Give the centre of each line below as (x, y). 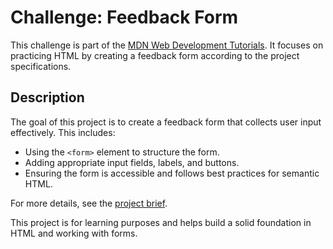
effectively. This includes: (63, 132)
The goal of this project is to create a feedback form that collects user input (166, 122)
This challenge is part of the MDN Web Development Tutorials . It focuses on (167, 45)
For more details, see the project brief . (89, 203)
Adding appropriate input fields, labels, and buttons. (132, 162)
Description (47, 97)
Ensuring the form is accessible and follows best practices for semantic (172, 173)
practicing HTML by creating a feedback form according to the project (155, 55)
